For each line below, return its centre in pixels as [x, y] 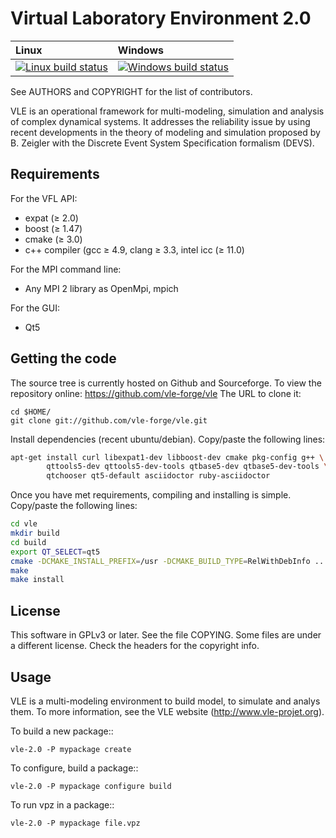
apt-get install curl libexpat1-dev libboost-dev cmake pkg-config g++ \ [167, 457]
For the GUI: [35, 308]
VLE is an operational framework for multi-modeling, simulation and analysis [167, 111]
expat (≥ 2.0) [51, 218]
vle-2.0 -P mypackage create [71, 749]
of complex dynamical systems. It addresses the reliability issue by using [160, 121]
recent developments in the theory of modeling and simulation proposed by [165, 132]
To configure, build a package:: [74, 768]
